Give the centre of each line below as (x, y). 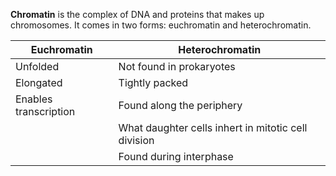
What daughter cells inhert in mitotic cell (213, 127)
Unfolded (37, 66)
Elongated (39, 82)
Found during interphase (176, 156)
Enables (34, 99)
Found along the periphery (180, 105)
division (136, 140)
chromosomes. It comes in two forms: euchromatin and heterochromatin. (161, 25)
